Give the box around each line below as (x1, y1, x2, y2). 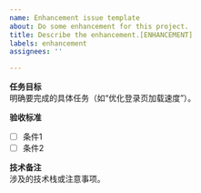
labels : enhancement (9, 38, 88, 48)
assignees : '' (9, 47, 64, 56)
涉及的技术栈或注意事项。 (9, 174, 106, 185)
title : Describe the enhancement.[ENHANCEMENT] (9, 30, 194, 39)
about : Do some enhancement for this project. (9, 22, 189, 31)
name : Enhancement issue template (9, 13, 141, 23)
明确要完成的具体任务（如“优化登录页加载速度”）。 (9, 93, 196, 104)
